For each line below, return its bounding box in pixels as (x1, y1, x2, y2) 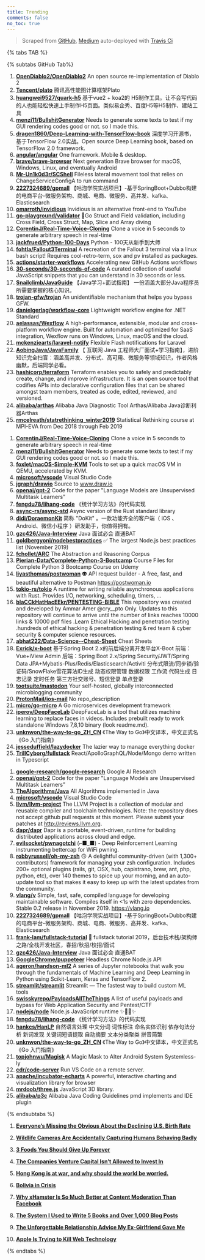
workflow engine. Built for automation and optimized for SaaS (38, 326, 193, 334)
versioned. (15, 394, 43, 402)
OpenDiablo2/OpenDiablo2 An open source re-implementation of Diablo (15, 73, 200, 80)
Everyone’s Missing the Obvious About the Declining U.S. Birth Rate (15, 1122, 191, 1130)
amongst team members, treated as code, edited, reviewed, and (15, 388, 178, 396)
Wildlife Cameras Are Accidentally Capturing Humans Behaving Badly (15, 1134, 197, 1142)
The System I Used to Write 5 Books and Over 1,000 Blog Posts (15, 1212, 179, 1219)
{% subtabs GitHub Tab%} (7, 61, 74, 68)
